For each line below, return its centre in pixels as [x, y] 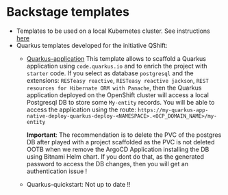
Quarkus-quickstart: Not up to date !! [78, 184]
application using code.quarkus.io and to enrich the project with [117, 66]
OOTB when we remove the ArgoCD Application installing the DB [118, 149]
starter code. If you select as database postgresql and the [110, 73]
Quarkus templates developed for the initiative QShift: [92, 45]
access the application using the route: [81, 109]
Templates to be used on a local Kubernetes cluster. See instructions [113, 31]
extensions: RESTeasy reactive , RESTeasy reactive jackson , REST [118, 80]
